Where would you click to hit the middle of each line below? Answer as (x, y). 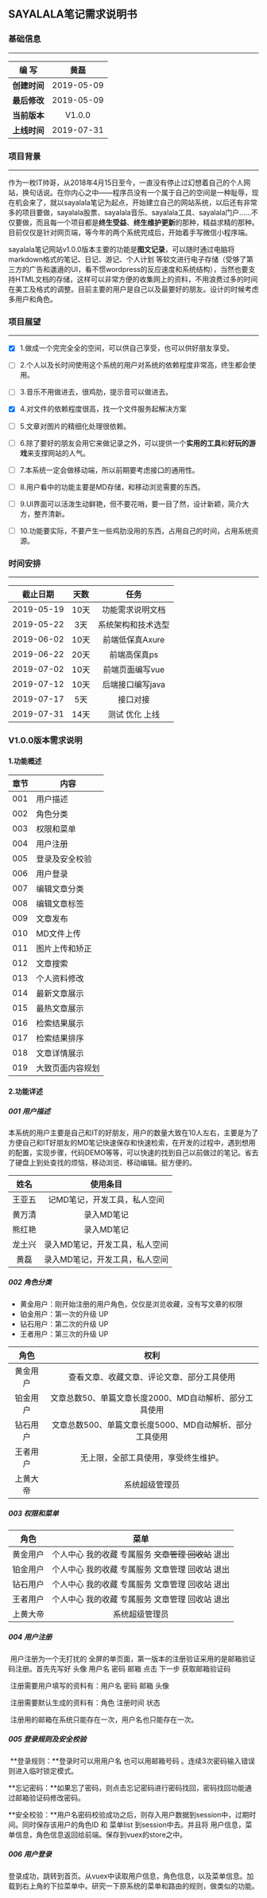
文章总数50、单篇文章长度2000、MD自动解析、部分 (148, 1397)
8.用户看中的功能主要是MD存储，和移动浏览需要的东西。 (112, 487)
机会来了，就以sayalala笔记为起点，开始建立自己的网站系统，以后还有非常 (136, 202)
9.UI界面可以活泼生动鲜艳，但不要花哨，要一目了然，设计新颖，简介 (131, 504)
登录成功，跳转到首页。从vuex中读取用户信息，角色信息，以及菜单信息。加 (131, 1876)
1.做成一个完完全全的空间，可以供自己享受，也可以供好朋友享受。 (127, 348)
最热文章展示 (60, 1008)
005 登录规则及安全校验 (47, 1739)
